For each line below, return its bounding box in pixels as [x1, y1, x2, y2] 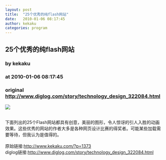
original [5, 87, 24, 94]
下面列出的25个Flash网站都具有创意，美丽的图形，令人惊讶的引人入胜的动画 [5, 119, 160, 125]
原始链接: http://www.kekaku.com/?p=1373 [5, 143, 91, 149]
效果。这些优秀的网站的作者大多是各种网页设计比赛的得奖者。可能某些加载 [5, 125, 157, 131]
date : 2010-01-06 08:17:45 [5, 16, 65, 21]
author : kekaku [5, 21, 37, 26]
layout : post [5, 7, 32, 12]
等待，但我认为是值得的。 [9, 131, 62, 137]
